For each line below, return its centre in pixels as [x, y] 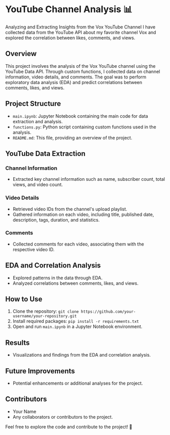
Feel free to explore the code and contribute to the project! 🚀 [69, 427]
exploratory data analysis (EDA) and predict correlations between [74, 82]
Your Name [24, 411]
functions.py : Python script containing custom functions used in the [84, 127]
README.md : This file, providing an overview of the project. [72, 138]
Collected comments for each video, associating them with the [78, 244]
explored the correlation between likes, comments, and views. [70, 38]
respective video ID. [34, 249]
